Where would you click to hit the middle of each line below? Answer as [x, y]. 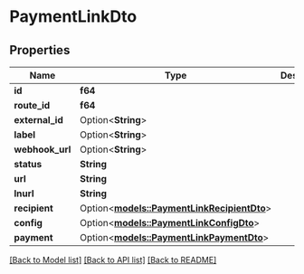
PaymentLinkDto [73, 17]
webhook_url [43, 149]
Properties [40, 50]
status [28, 164]
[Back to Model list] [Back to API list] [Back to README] [113, 260]
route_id [32, 105]
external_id [38, 120]
